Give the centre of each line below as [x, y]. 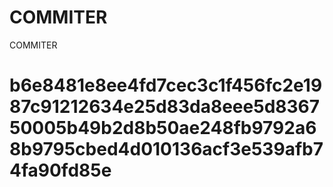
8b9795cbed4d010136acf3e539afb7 [166, 149]
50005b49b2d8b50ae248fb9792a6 [163, 128]
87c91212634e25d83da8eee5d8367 [165, 107]
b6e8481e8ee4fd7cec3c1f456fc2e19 [166, 85]
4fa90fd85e [60, 170]
